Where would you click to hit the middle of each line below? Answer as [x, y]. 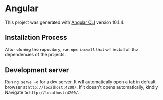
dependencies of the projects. [36, 54]
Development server [37, 70]
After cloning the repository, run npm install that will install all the [72, 49]
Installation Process [36, 37]
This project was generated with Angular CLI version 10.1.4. [65, 22]
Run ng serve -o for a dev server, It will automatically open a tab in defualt [80, 82]
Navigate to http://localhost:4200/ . [42, 92]
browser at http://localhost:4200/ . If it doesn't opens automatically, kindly [81, 87]
